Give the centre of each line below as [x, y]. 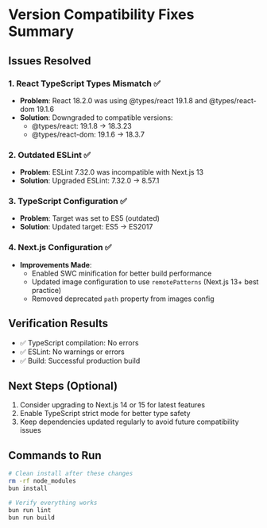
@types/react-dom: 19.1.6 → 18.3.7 [88, 134]
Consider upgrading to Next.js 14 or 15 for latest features [112, 405]
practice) [46, 290]
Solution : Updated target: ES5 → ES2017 [86, 227]
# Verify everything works [53, 503]
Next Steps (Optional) [63, 385]
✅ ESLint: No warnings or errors [72, 352]
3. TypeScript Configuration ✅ [68, 202]
